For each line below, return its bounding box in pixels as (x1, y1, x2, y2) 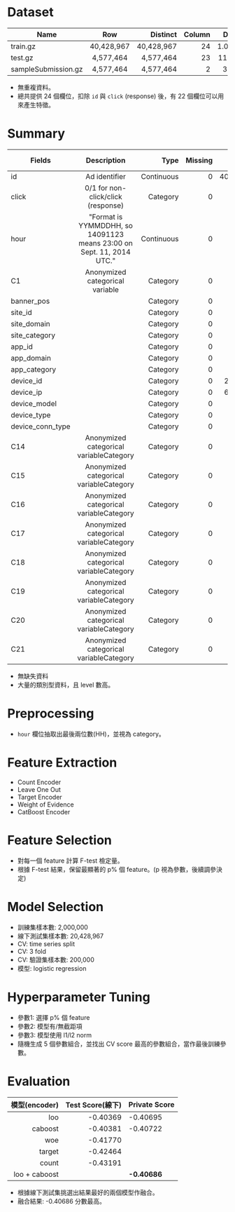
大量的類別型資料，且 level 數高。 (17, 680, 115, 689)
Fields (30, 155, 51, 165)
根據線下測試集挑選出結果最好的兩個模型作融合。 (17, 1188, 159, 1197)
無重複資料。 (17, 83, 55, 91)
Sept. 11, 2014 (80, 247, 131, 257)
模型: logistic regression (17, 964, 87, 972)
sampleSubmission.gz (10, 64, 83, 74)
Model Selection (7, 898, 104, 915)
